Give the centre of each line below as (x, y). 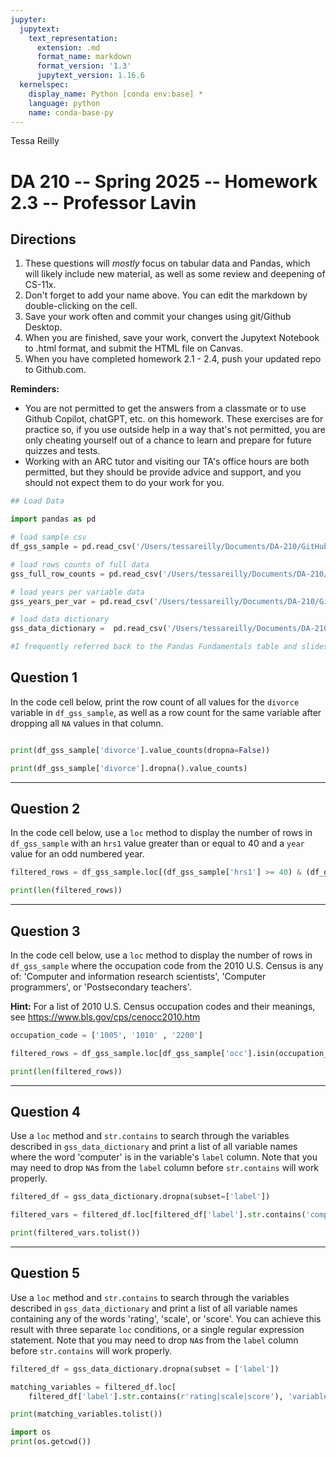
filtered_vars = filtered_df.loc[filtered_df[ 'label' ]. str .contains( (158, 1215)
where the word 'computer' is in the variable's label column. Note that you (164, 1157)
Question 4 (46, 1111)
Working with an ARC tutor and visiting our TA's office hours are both (167, 462)
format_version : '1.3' (84, 66)
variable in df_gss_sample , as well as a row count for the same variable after (166, 712)
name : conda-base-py (71, 112)
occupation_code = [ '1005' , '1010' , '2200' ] (106, 1035)
